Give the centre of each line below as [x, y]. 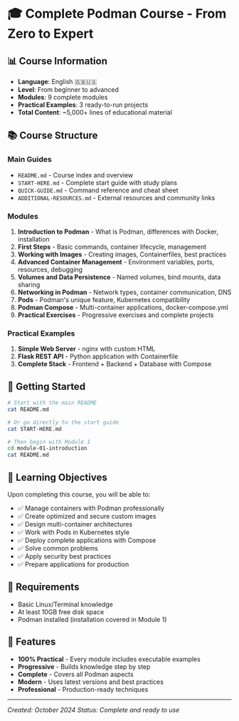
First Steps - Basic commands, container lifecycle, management [112, 247]
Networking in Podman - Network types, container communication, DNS [124, 292]
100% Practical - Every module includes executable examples [109, 659]
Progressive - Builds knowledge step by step [84, 666]
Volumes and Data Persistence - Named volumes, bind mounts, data [119, 277]
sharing [29, 284]
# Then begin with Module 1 [49, 442]
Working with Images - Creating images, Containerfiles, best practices [122, 254]
